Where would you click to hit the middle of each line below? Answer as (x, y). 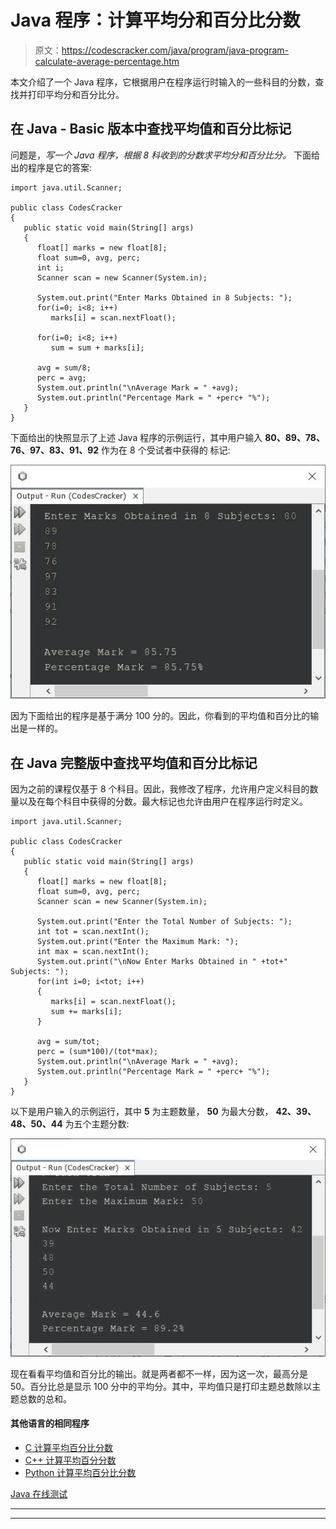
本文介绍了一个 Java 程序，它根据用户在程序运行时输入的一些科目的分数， (163, 82)
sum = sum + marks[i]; (97, 347)
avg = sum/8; (64, 367)
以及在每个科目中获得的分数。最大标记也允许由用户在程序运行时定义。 (163, 801)
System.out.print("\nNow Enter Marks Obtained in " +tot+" (162, 961)
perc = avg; (61, 377)
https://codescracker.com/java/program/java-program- (175, 50)
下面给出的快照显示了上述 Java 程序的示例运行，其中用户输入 (136, 437)
